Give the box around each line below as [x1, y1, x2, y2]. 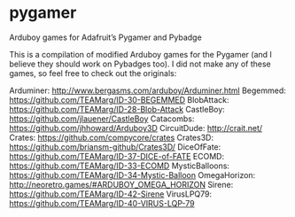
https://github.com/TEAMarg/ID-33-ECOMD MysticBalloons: [9, 160, 230, 171]
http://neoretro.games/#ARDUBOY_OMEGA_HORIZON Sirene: [9, 179, 234, 190]
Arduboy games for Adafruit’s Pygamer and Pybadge [9, 32, 202, 43]
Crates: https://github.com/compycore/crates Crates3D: [9, 132, 214, 143]
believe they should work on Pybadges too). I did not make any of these [9, 58, 272, 69]
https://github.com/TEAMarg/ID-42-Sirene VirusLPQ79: [9, 189, 213, 199]
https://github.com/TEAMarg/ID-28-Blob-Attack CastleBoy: [9, 104, 226, 114]
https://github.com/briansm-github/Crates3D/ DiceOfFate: [9, 141, 221, 152]
